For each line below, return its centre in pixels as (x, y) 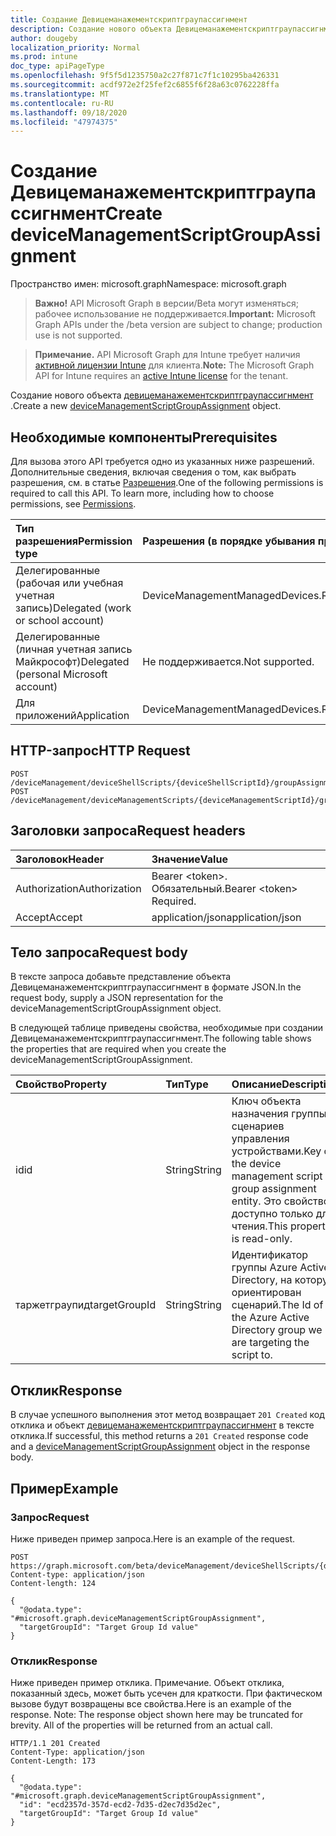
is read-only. (262, 1239)
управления (260, 1139)
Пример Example (64, 1488)
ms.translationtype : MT (60, 94)
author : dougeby (44, 38)
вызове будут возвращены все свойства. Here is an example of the (151, 1704)
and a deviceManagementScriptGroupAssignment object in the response (160, 1447)
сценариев (258, 1126)
